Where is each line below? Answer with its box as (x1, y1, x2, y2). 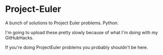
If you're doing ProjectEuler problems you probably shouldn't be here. (5, 44, 148, 50)
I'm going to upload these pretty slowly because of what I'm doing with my (5, 29, 158, 35)
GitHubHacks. (5, 35, 34, 41)
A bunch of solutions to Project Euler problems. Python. (5, 20, 119, 26)
